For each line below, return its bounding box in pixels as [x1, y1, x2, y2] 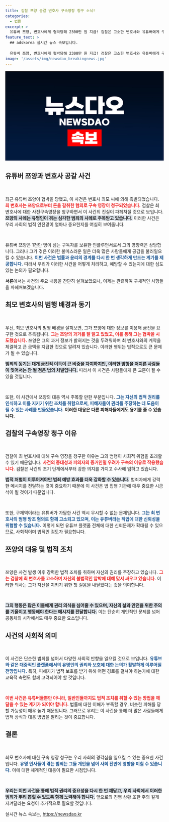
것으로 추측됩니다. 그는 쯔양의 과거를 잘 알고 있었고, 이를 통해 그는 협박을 [14, 331, 155, 337]
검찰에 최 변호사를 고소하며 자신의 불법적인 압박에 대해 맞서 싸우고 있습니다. [10, 576, 156, 582]
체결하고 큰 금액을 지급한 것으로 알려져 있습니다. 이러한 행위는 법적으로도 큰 [5, 343, 153, 350]
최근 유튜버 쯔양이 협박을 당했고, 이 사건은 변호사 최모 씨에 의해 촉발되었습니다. [5, 196, 159, 202]
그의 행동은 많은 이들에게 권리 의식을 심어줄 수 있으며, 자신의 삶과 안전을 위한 [5, 602, 153, 609]
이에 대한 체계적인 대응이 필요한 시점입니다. [12, 767, 97, 773]
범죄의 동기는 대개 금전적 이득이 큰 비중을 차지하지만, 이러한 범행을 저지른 [5, 361, 147, 367]
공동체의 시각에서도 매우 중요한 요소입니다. [5, 615, 89, 621]
